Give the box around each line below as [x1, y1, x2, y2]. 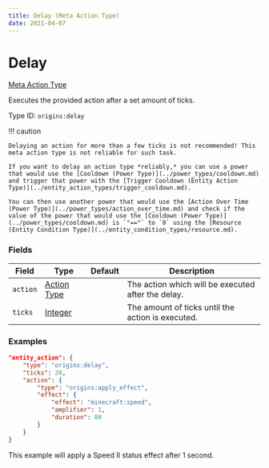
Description [169, 265, 215, 276]
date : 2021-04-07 [8, 19, 66, 27]
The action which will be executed [126, 278, 255, 290]
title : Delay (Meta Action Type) [8, 11, 120, 20]
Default [90, 265, 120, 276]
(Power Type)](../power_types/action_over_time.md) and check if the [8, 205, 246, 213]
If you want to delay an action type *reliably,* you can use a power [8, 163, 249, 171]
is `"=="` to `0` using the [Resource [111, 219, 242, 227]
